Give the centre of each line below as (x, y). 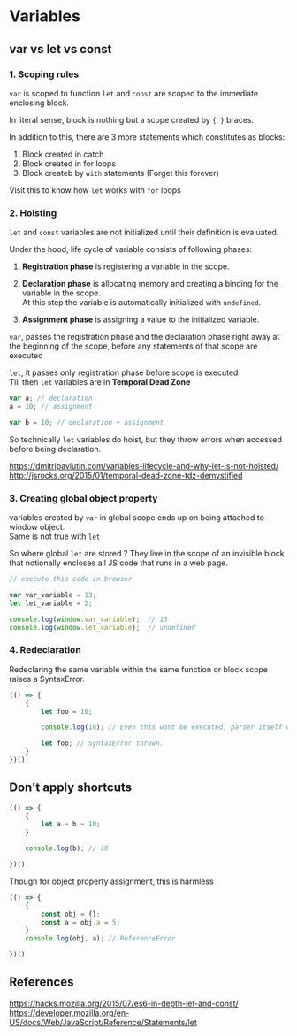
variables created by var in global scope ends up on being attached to (137, 518)
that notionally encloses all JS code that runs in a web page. (118, 563)
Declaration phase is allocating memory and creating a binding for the (150, 284)
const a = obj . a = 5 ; (81, 922)
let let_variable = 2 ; (51, 603)
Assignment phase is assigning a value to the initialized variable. (141, 319)
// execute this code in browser (71, 579)
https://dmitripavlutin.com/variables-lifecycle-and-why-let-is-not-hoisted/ (144, 465)
